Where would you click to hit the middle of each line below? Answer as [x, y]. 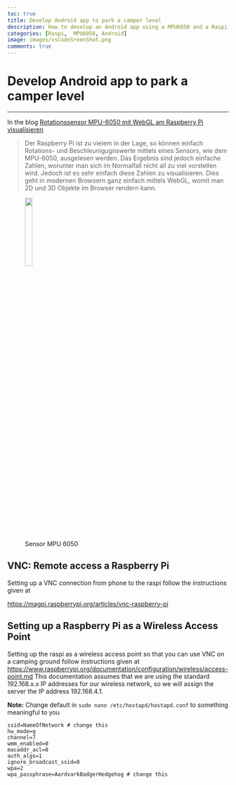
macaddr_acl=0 [28, 750]
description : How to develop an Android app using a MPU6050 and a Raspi [118, 27]
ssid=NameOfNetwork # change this [58, 725]
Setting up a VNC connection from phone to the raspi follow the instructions [117, 583]
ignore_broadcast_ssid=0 [44, 762]
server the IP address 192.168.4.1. [55, 691]
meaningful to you [33, 712]
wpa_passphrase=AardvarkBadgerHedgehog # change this [88, 774]
